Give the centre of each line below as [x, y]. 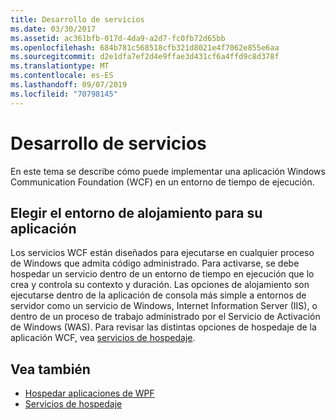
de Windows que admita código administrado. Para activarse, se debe [155, 263]
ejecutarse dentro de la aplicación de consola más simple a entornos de [158, 295]
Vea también [50, 369]
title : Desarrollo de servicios [77, 19]
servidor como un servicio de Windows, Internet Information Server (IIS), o [164, 306]
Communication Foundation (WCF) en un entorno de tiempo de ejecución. [162, 182]
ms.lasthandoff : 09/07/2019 [69, 85]
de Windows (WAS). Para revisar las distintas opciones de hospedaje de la [163, 327]
